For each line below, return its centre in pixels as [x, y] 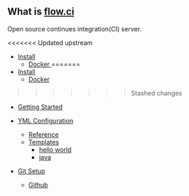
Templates [43, 142]
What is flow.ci [41, 12]
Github [38, 185]
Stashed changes [157, 93]
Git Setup [31, 171]
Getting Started [40, 107]
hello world [55, 150]
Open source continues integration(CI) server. [75, 29]
